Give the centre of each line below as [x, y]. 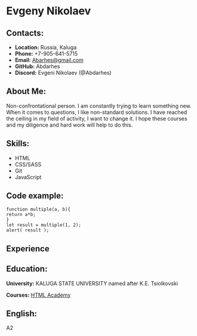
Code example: [35, 196]
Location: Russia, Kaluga [46, 47]
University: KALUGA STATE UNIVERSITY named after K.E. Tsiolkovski [92, 283]
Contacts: [25, 33]
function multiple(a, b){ [38, 209]
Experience [28, 249]
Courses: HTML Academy [39, 295]
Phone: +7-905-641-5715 [46, 54]
